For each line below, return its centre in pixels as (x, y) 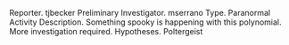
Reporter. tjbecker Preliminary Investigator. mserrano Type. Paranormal (140, 13)
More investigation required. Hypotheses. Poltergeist (106, 31)
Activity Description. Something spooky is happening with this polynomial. (146, 22)
